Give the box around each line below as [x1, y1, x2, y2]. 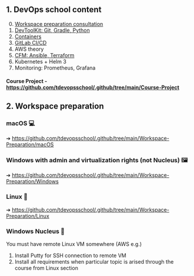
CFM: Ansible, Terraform [14, 51, 75, 58]
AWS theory [14, 45, 44, 52]
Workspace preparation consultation [14, 20, 103, 27]
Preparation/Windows [6, 178, 59, 185]
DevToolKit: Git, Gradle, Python [14, 27, 90, 34]
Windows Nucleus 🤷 [6, 227, 65, 235]
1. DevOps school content [6, 5, 102, 15]
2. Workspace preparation [6, 101, 104, 111]
